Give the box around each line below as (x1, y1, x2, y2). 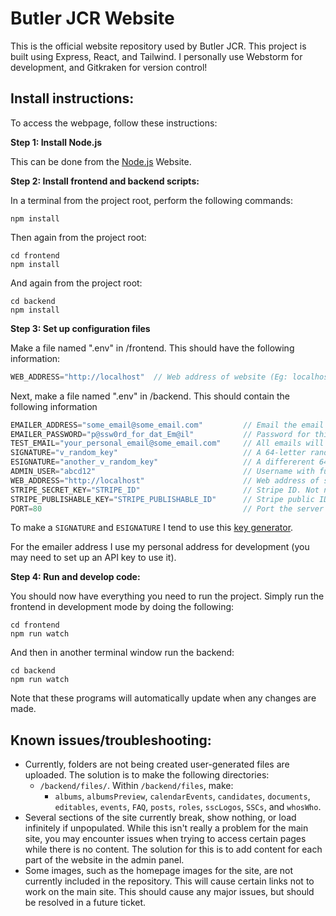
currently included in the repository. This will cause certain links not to (24, 875, 315, 887)
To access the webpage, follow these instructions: (10, 117, 218, 129)
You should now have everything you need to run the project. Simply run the (10, 590, 325, 602)
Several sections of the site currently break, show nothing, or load (24, 812, 297, 824)
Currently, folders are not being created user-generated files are (24, 758, 290, 771)
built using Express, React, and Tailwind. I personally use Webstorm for (10, 50, 303, 62)
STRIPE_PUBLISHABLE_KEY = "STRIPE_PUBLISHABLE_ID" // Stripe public (10, 494, 315, 504)
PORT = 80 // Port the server (10, 503, 325, 514)
